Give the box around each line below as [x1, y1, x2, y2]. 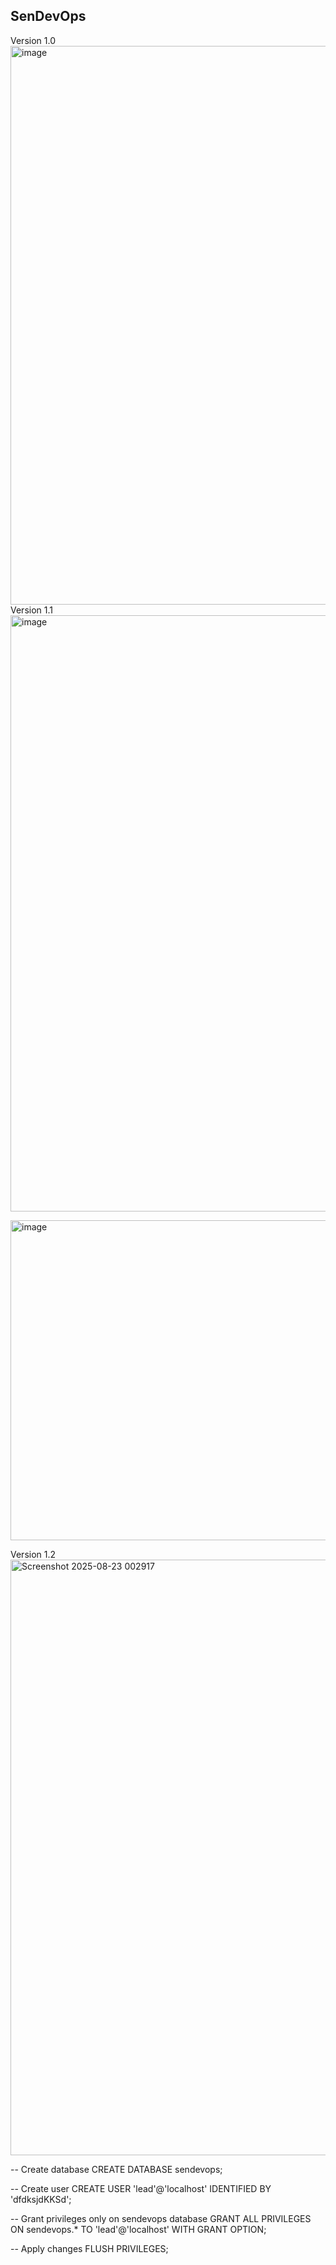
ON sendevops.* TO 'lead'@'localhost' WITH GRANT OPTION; [10, 2223, 267, 2235]
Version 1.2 [10, 1548, 57, 1560]
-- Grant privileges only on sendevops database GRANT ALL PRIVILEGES [10, 2212, 312, 2224]
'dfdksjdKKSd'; [10, 2193, 72, 2205]
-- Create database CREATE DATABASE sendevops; [10, 2163, 223, 2175]
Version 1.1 [10, 604, 53, 616]
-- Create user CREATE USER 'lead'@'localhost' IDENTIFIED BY [10, 2182, 272, 2194]
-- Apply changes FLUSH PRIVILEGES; [10, 2242, 169, 2254]
